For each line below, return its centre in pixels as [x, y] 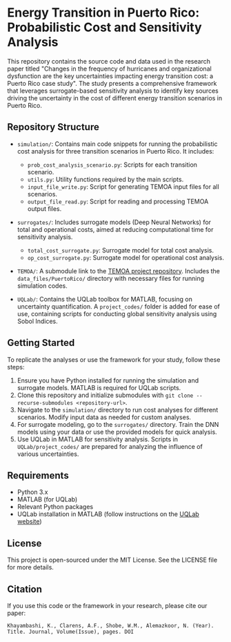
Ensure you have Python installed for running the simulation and [108, 380]
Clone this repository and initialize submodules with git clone [105, 395]
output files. [44, 208]
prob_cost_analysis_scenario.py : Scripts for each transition [112, 165]
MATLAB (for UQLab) [47, 499]
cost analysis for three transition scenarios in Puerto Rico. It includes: [115, 151]
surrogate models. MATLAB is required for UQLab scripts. [99, 387]
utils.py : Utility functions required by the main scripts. [106, 179]
